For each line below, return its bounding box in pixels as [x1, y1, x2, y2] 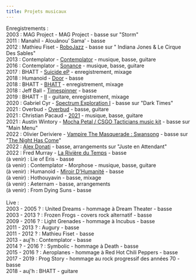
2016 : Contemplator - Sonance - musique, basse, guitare [6, 62, 145, 69]
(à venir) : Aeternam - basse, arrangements [6, 180, 111, 187]
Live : [6, 199, 19, 206]
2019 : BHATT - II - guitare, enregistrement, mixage [6, 93, 129, 100]
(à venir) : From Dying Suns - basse [6, 186, 92, 193]
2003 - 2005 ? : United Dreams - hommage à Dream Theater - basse [6, 205, 173, 212]
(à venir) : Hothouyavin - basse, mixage [6, 174, 101, 181]
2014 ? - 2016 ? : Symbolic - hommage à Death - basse [6, 243, 139, 250]
